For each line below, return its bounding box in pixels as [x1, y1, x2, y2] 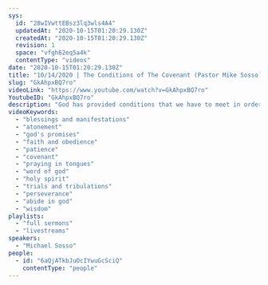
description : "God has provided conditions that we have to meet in [8, 101, 241, 109]
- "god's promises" [15, 130, 81, 138]
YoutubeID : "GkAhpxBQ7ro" [8, 93, 94, 101]
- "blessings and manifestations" [15, 116, 130, 124]
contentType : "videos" [15, 57, 91, 65]
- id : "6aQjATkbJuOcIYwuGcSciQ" [15, 256, 124, 264]
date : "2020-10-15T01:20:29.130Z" [8, 64, 124, 72]
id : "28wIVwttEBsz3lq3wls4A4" [15, 19, 116, 27]
